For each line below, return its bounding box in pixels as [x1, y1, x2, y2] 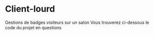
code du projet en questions [5, 24, 62, 30]
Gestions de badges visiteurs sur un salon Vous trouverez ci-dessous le [5, 19, 150, 25]
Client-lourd [5, 3, 55, 15]
